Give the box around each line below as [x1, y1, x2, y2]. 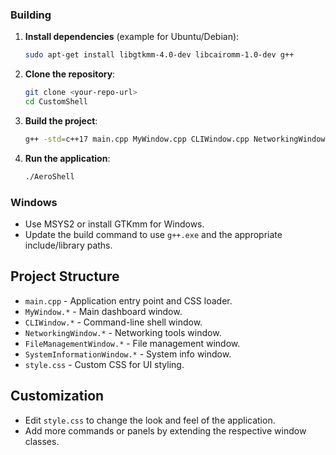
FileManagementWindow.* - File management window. [24, 337, 241, 349]
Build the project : [24, 114, 98, 127]
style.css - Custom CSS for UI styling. [24, 358, 185, 370]
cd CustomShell [24, 97, 89, 107]
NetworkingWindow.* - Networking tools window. [24, 326, 222, 338]
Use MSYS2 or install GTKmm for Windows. [24, 218, 205, 230]
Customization [10, 388, 105, 405]
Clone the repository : [24, 68, 116, 80]
